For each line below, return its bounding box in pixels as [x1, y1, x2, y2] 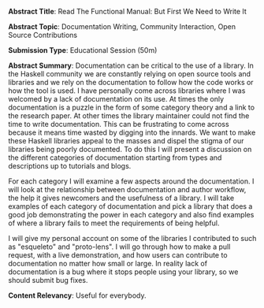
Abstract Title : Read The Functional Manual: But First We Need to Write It [8, 7, 247, 16]
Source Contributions [8, 31, 77, 39]
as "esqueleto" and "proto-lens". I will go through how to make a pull [8, 242, 231, 251]
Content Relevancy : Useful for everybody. [8, 291, 147, 300]
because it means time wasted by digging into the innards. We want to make [8, 128, 256, 137]
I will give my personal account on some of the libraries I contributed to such [8, 234, 257, 243]
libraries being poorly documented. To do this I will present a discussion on [8, 145, 252, 154]
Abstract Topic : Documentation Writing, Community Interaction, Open [8, 22, 236, 31]
